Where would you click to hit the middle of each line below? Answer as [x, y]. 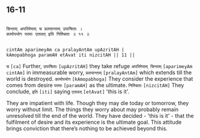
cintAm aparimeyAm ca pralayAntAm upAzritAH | [65, 50]
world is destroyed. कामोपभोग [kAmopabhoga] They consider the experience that [100, 79]
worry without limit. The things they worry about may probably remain [92, 109]
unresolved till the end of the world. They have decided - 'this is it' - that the [100, 115]
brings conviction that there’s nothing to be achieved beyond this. [87, 128]
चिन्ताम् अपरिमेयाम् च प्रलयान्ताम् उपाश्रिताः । [44, 29]
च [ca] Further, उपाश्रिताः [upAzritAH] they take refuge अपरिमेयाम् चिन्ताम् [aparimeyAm [99, 66]
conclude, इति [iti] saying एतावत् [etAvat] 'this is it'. [68, 91]
